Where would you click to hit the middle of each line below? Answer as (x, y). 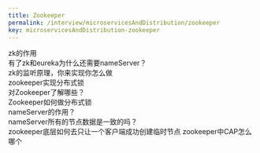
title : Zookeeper (37, 15)
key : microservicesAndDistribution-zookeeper (84, 30)
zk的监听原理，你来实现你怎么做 (60, 73)
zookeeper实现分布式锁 (46, 82)
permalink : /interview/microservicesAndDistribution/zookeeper (114, 23)
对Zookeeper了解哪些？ (46, 93)
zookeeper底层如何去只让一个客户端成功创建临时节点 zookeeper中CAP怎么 (130, 132)
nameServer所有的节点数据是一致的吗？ (73, 122)
